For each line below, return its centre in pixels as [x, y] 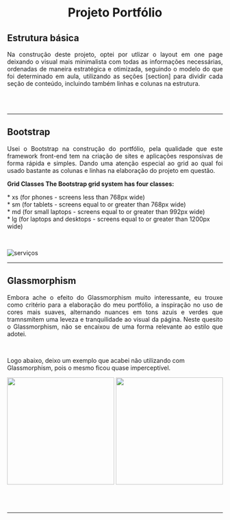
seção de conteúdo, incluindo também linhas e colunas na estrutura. [104, 83]
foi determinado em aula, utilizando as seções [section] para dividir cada [115, 76]
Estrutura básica [43, 38]
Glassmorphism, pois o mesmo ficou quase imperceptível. [89, 368]
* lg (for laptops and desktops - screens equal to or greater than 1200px [108, 219]
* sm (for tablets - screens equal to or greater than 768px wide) [97, 204]
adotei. [17, 333]
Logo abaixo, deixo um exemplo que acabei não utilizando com [96, 360]
